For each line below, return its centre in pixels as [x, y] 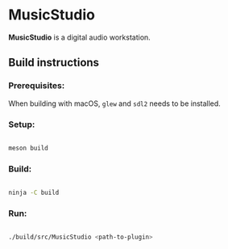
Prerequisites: [37, 86]
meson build [28, 148]
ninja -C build [34, 193]
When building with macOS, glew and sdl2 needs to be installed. [115, 103]
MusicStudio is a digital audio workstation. [79, 37]
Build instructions [54, 63]
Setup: [22, 124]
